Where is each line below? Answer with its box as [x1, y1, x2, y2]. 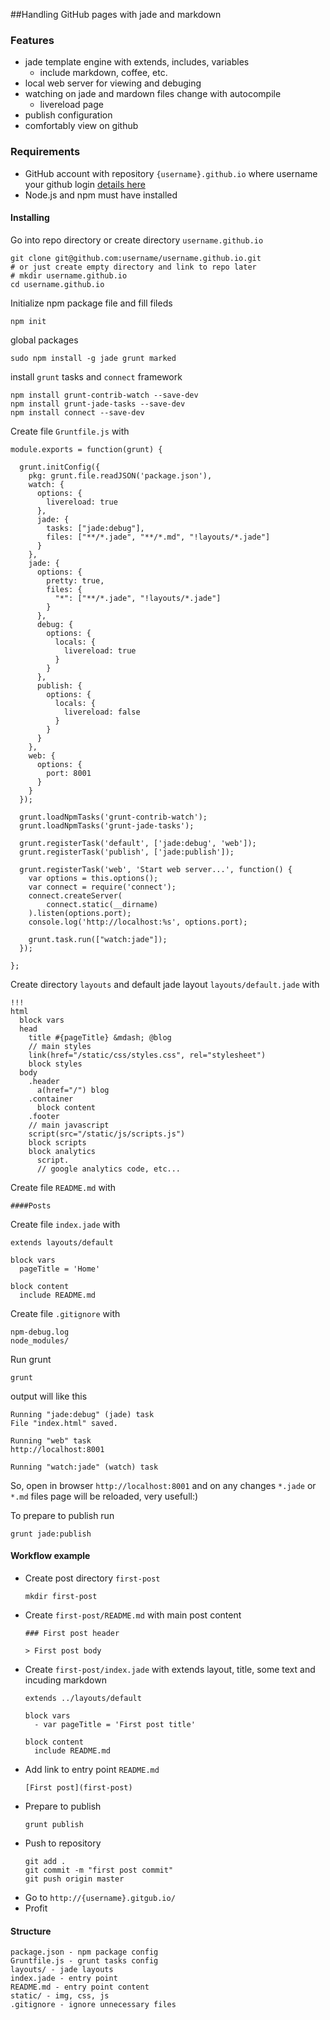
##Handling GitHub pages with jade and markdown [10, 9, 222, 20]
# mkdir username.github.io [10, 270, 128, 281]
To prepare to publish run [10, 1509, 115, 1521]
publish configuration [24, 109, 113, 121]
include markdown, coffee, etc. [39, 67, 168, 79]
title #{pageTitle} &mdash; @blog [28, 1032, 172, 1043]
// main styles [28, 1041, 92, 1051]
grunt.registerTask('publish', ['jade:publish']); [19, 847, 235, 857]
